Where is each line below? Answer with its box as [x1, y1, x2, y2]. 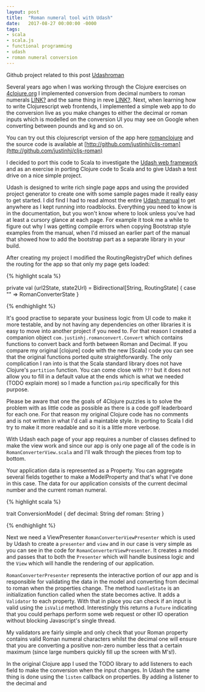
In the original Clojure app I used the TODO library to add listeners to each [6, 660, 192, 667]
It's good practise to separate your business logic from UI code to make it [6, 314, 191, 322]
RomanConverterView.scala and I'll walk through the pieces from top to [6, 448, 182, 455]
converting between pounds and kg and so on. [6, 122, 124, 129]
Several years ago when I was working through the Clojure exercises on [6, 83, 187, 90]
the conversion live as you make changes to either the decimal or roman [6, 109, 188, 116]
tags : [6, 26, 20, 32]
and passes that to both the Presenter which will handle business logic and [6, 553, 195, 560]
